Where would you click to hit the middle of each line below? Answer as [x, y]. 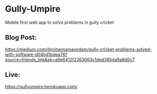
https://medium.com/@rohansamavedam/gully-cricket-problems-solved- [78, 49]
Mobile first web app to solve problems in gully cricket [59, 22]
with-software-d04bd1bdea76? [36, 54]
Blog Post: [21, 38]
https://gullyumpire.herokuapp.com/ [41, 86]
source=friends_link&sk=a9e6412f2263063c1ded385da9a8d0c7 [70, 60]
